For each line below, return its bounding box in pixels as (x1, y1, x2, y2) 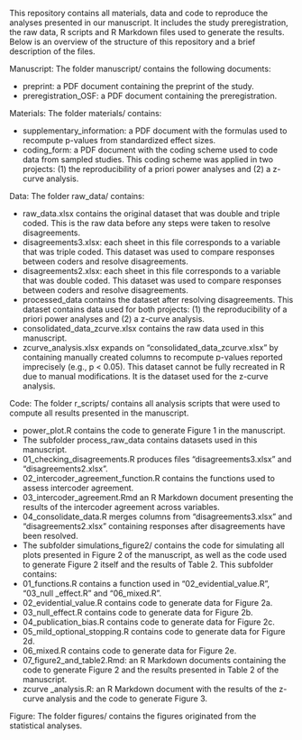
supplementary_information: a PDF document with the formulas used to (22, 125, 288, 136)
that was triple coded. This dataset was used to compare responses (22, 247, 275, 257)
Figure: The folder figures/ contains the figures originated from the (9, 711, 257, 721)
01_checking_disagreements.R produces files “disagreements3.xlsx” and (22, 454, 292, 464)
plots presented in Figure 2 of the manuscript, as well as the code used (22, 550, 287, 560)
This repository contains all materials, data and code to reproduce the (9, 8, 269, 18)
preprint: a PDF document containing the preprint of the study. (22, 81, 254, 91)
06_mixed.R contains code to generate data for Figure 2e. (22, 645, 237, 656)
